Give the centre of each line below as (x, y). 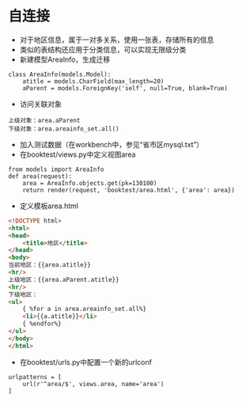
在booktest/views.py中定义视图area (78, 154)
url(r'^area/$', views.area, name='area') (93, 384)
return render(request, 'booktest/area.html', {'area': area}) (129, 190)
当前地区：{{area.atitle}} (49, 265)
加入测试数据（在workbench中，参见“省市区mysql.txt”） (112, 144)
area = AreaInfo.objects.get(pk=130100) (90, 183)
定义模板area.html (49, 206)
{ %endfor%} (42, 324)
